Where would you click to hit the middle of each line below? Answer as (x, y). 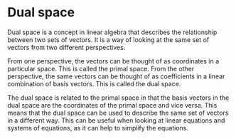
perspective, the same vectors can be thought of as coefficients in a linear (116, 76)
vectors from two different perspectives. (66, 47)
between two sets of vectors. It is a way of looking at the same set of (108, 39)
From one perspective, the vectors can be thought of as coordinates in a (113, 61)
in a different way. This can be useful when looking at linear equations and (116, 120)
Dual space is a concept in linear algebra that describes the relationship (112, 32)
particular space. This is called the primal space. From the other (101, 68)
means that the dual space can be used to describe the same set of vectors (118, 113)
